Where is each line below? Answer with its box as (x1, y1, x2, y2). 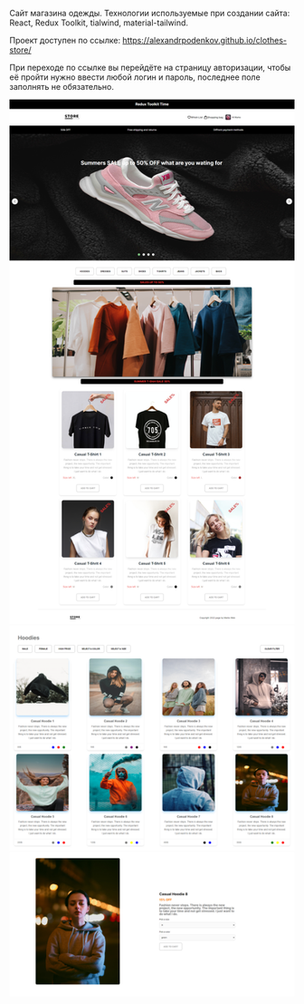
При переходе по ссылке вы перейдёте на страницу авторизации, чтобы (9, 63, 291, 73)
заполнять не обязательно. (9, 82, 115, 92)
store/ (9, 44, 32, 55)
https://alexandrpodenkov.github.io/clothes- (121, 35, 288, 45)
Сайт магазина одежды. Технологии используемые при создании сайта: (9, 8, 290, 18)
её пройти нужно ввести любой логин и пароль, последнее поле (9, 72, 261, 83)
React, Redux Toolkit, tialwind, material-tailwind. (9, 17, 188, 28)
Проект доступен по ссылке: (9, 35, 120, 45)
